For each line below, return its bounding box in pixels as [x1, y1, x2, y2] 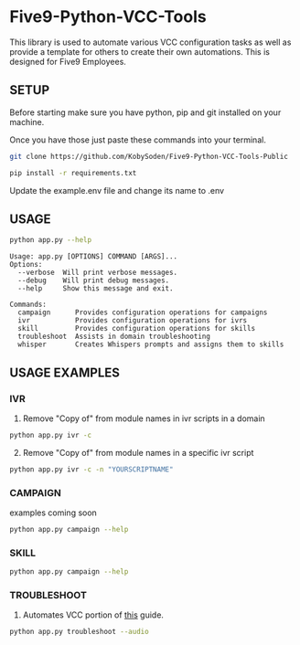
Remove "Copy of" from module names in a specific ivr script [22, 447, 254, 458]
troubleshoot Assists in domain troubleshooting [17, 332, 210, 342]
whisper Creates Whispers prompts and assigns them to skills [17, 340, 284, 349]
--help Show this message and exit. [17, 284, 174, 293]
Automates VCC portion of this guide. [22, 609, 165, 620]
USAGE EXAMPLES [9, 365, 121, 380]
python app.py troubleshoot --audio [9, 628, 149, 637]
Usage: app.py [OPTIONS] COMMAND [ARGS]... [9, 252, 178, 261]
